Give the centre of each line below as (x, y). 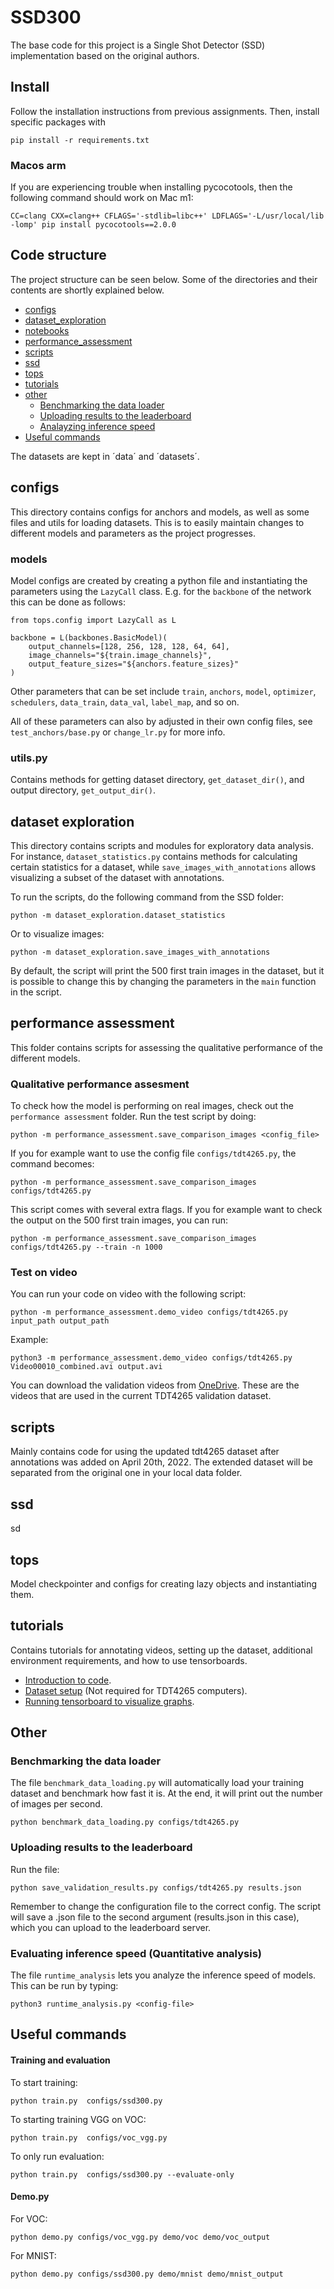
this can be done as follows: (68, 602)
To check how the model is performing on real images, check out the (152, 1106)
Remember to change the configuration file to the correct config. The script (166, 1906)
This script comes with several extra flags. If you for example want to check (166, 1210)
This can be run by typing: (64, 1986)
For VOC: (29, 2218)
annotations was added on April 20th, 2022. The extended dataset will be (161, 1462)
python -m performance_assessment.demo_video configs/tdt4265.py (149, 1312)
